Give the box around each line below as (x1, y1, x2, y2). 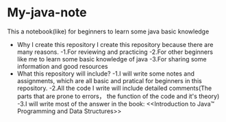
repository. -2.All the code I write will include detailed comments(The (16, 84, 212, 92)
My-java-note (7, 5, 87, 20)
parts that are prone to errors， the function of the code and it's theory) (16, 92, 220, 100)
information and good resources (16, 62, 108, 70)
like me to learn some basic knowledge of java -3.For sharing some (16, 55, 207, 63)
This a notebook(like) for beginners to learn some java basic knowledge (7, 27, 210, 35)
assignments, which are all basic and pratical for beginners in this (16, 76, 202, 85)
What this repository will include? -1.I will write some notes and (16, 70, 195, 78)
